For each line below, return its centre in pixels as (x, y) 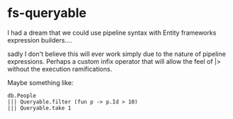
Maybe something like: (40, 82)
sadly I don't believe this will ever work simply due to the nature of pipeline (116, 54)
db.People (22, 96)
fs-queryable (47, 13)
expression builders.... (40, 40)
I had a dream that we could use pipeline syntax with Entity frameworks (112, 33)
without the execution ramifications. (60, 69)
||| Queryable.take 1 (39, 108)
